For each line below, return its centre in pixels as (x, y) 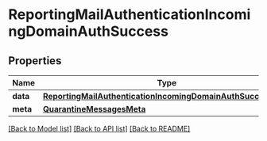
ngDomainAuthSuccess (89, 31)
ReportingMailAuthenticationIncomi (130, 15)
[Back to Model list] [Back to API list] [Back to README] (99, 129)
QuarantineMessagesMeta (94, 109)
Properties (35, 61)
